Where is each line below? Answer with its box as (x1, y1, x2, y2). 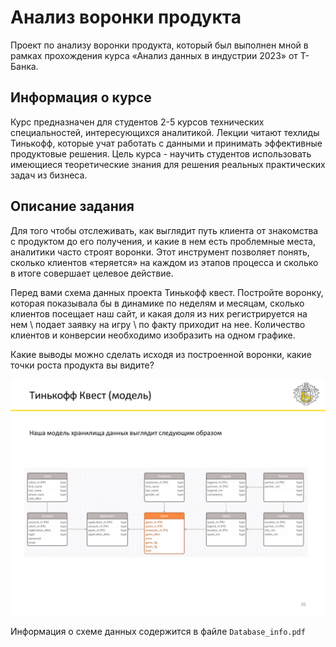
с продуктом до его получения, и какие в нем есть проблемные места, (10, 235, 316, 247)
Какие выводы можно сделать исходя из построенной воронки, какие (10, 348, 312, 360)
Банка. (10, 60, 39, 72)
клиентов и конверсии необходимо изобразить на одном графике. (10, 329, 296, 341)
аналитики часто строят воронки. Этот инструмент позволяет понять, (10, 246, 310, 258)
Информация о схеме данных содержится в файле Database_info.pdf (10, 625, 306, 637)
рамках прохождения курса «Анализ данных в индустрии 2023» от (10, 49, 298, 61)
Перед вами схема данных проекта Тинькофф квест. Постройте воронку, (10, 286, 324, 298)
